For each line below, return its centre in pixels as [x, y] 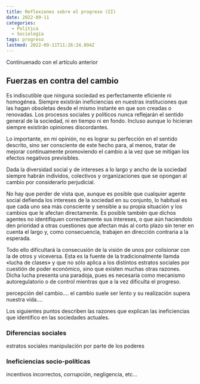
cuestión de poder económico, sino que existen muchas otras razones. [93, 269]
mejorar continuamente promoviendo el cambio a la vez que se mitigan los [98, 151]
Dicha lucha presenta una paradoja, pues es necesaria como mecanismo [96, 275]
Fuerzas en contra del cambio [62, 81]
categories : [21, 23]
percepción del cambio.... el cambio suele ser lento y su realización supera [98, 293]
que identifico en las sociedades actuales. [58, 317]
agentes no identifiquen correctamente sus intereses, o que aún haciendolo [99, 219]
